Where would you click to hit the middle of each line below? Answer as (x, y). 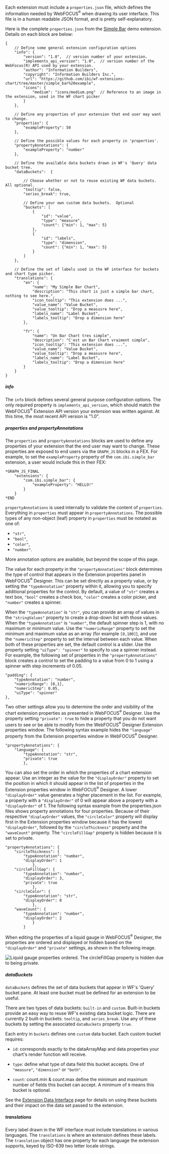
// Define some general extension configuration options (75, 48)
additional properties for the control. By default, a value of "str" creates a (82, 591)
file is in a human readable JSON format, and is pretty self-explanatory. (79, 19)
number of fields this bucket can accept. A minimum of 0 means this (83, 1085)
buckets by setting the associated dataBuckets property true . (69, 1024)
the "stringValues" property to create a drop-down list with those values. (81, 617)
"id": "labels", (58, 238)
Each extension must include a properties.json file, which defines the (78, 7)
